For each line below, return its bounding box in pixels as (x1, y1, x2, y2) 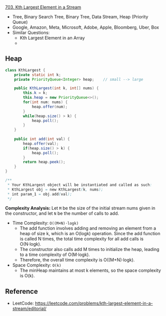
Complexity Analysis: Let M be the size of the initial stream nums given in (5, 205, 156, 211)
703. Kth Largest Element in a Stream (5, 4, 82, 10)
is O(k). (19, 273, 35, 279)
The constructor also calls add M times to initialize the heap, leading (19, 247, 160, 253)
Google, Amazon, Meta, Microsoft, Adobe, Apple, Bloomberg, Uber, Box (12, 24, 159, 30)
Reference (5, 287, 38, 296)
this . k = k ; (23, 90, 48, 96)
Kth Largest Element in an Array (19, 35, 85, 41)
